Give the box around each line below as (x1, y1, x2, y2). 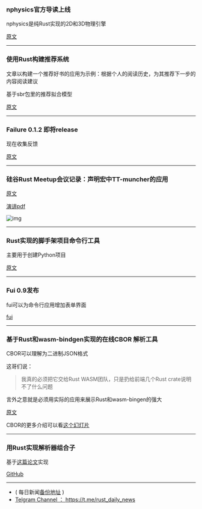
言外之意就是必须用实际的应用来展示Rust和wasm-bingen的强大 (6, 396, 162, 403)
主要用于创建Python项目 (6, 251, 66, 258)
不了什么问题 (20, 383, 53, 390)
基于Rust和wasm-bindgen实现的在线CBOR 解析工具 (6, 335, 158, 343)
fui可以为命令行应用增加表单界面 (6, 301, 87, 308)
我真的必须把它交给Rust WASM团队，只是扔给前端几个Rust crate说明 (20, 375, 192, 383)
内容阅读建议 (6, 77, 38, 85)
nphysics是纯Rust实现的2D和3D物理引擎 (6, 20, 106, 28)
